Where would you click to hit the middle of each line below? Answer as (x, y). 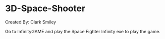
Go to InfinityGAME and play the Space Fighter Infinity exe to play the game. (83, 31)
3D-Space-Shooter (45, 9)
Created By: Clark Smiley (30, 22)
